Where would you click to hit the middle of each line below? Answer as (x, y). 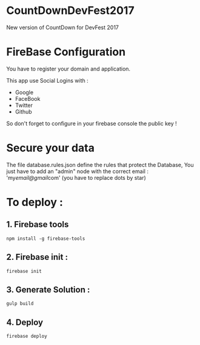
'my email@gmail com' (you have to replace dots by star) (76, 177)
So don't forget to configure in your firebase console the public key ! (92, 123)
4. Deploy (25, 322)
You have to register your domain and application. (68, 69)
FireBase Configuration (66, 52)
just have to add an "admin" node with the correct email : (77, 171)
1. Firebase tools (38, 224)
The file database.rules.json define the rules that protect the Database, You (100, 165)
